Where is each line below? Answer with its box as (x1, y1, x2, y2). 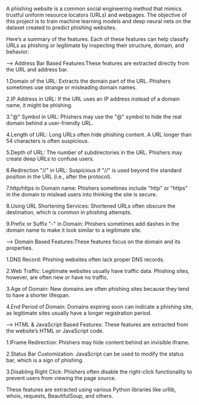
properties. (6, 244, 33, 252)
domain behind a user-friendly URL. (6, 120, 94, 127)
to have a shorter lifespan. (6, 291, 70, 299)
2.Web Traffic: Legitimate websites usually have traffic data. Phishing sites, (6, 268, 190, 274)
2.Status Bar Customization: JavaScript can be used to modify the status (6, 350, 184, 357)
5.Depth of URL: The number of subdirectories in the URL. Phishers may (6, 149, 182, 156)
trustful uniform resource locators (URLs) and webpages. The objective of (6, 11, 187, 18)
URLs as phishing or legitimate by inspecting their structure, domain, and (6, 42, 184, 49)
